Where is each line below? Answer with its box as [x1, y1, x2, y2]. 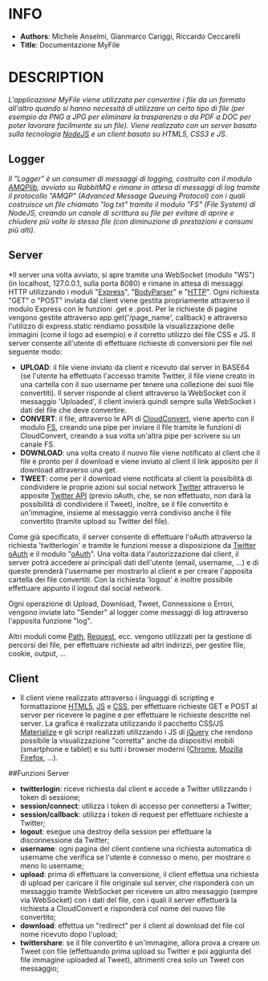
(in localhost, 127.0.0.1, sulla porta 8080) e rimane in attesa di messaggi [8, 278, 243, 288]
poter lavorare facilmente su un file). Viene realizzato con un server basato [8, 120, 257, 130]
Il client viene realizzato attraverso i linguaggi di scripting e [19, 693, 215, 703]
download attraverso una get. [19, 464, 118, 475]
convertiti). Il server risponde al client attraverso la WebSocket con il [19, 388, 246, 398]
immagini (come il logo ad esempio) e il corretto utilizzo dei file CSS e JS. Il [8, 329, 256, 339]
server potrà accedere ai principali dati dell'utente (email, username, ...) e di [8, 557, 259, 567]
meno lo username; [19, 861, 84, 871]
